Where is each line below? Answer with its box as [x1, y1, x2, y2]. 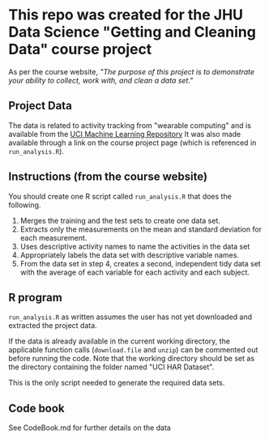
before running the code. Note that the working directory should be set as [8, 354, 255, 364]
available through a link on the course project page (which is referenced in [8, 138, 257, 147]
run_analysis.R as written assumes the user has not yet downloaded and [8, 312, 253, 322]
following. [8, 200, 41, 210]
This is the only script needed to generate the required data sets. [8, 378, 225, 388]
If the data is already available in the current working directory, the [8, 336, 231, 346]
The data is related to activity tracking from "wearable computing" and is [8, 120, 251, 130]
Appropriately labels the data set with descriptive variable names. [19, 249, 239, 260]
